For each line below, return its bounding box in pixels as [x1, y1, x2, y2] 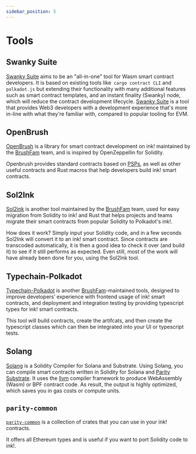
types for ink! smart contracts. [6, 306, 79, 313]
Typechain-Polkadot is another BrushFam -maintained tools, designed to [6, 287, 180, 294]
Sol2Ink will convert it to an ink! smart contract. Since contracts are [6, 236, 168, 243]
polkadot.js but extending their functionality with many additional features [6, 85, 186, 92]
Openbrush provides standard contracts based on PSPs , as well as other [6, 160, 181, 167]
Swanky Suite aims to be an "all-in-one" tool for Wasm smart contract [6, 73, 174, 80]
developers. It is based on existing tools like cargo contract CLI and [6, 79, 171, 86]
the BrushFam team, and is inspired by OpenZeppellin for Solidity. [6, 149, 164, 156]
